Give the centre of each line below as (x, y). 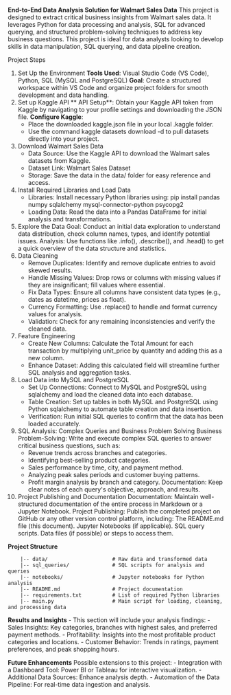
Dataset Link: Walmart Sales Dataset (79, 168)
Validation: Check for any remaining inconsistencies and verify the (121, 321)
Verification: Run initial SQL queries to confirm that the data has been (125, 416)
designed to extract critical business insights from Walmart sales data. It (110, 17)
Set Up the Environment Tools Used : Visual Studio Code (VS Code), (113, 73)
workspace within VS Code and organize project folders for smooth (113, 88)
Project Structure (33, 547)
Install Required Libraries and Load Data (74, 190)
